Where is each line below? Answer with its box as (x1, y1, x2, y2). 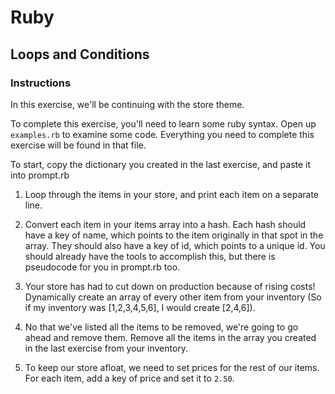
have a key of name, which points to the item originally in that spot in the (24, 229, 324, 241)
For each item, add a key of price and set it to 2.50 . (24, 372, 235, 384)
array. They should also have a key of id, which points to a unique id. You (24, 239, 326, 251)
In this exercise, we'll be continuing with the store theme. (10, 98, 245, 110)
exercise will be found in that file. (10, 139, 147, 151)
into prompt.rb (10, 169, 70, 181)
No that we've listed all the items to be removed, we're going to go (24, 321, 299, 333)
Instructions (10, 76, 72, 90)
